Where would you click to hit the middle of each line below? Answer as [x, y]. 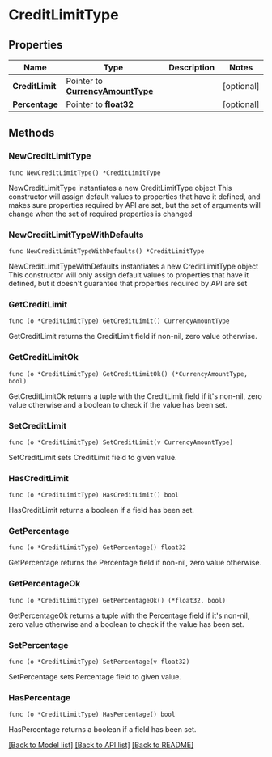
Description [192, 68]
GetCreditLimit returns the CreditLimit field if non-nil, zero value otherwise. [133, 336]
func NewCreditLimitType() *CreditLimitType [85, 173]
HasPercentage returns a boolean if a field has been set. [102, 730]
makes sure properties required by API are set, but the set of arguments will [134, 205]
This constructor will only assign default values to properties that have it [129, 275]
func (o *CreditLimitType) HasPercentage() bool [92, 715]
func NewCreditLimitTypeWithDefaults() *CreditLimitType [106, 251]
